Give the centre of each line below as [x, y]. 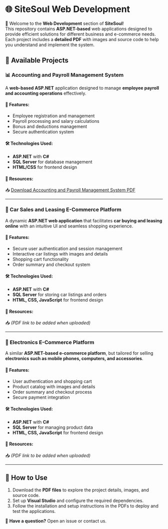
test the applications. [34, 511]
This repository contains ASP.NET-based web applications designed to [79, 29]
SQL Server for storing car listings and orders [59, 295]
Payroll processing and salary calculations [56, 121]
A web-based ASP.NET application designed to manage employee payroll [82, 88]
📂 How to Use [26, 478]
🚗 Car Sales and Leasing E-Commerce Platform [63, 210]
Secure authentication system [43, 132]
